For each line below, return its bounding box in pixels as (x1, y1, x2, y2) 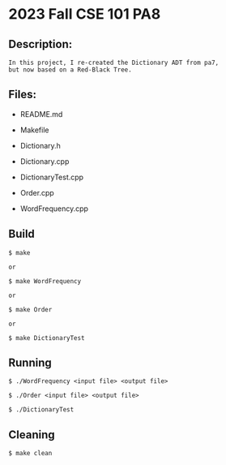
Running (8, 356, 53, 370)
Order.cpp (19, 187, 54, 197)
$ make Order (8, 305, 53, 313)
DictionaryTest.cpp (19, 172, 83, 182)
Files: (8, 88, 36, 101)
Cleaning (8, 428, 55, 441)
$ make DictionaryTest (8, 334, 85, 342)
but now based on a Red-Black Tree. (8, 66, 132, 74)
